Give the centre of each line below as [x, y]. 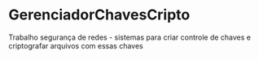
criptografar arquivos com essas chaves [76, 45]
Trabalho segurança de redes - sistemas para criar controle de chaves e [129, 37]
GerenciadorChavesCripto [99, 15]
